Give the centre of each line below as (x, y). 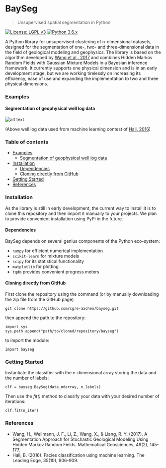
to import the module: (27, 340)
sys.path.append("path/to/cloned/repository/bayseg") (62, 331)
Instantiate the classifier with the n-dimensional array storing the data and (81, 373)
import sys (16, 327)
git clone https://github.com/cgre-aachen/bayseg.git (62, 309)
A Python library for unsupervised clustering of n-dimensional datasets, (79, 41)
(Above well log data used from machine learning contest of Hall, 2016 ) (78, 129)
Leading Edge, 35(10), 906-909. (45, 460)
